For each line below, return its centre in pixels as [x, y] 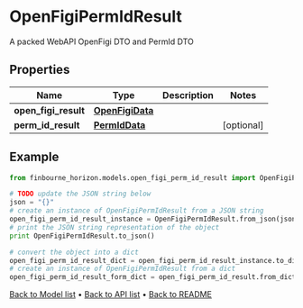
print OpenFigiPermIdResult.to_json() [82, 236]
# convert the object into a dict [74, 252]
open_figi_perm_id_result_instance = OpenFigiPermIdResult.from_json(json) [155, 219]
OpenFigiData [124, 110]
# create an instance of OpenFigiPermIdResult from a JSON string [137, 211]
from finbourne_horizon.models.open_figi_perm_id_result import [133, 177]
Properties [40, 70]
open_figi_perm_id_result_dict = [72, 260]
